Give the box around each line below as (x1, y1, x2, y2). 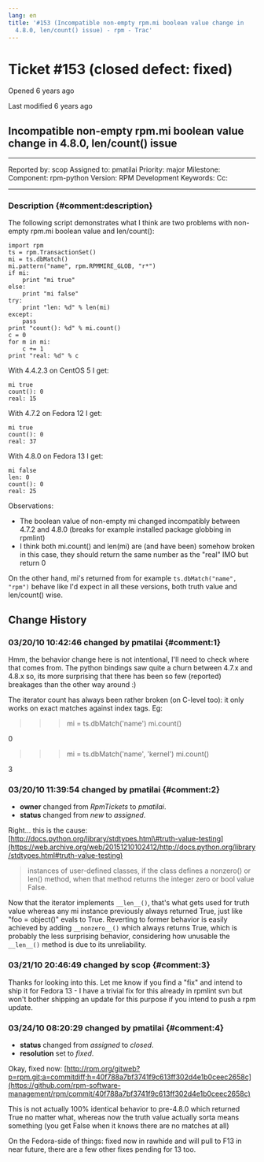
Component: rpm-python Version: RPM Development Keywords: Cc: (8, 173, 228, 183)
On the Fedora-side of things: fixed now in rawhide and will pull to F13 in (8, 1136, 242, 1145)
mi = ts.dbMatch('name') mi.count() (66, 718, 182, 729)
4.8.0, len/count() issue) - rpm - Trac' (15, 26, 153, 34)
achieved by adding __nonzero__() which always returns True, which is (8, 923, 238, 933)
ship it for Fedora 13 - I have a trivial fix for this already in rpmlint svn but (8, 986, 243, 995)
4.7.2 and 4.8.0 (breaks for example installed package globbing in (19, 525, 232, 534)
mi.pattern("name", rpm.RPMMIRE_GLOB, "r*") (8, 262, 156, 270)
